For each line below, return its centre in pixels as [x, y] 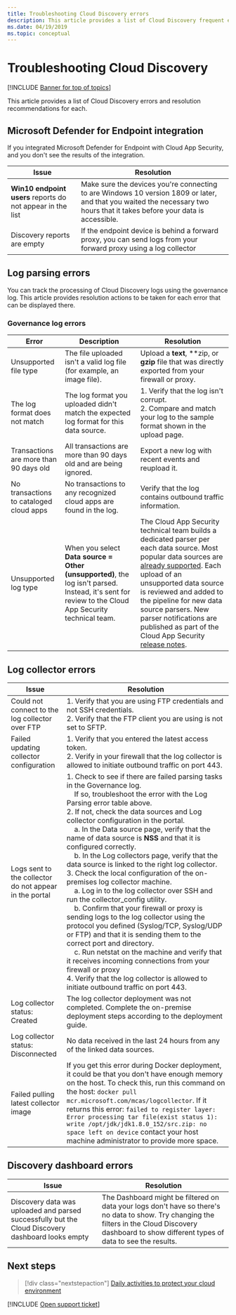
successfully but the [44, 1219]
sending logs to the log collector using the [136, 917]
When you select [93, 548]
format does [31, 413]
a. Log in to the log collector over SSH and [143, 890]
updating [26, 747]
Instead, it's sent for [98, 592]
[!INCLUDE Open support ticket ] [54, 1304]
